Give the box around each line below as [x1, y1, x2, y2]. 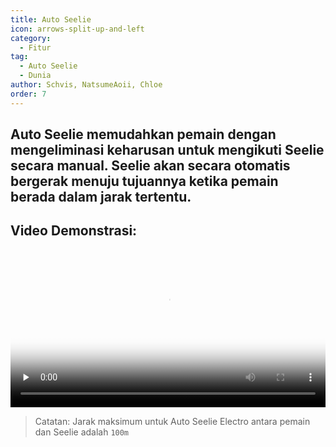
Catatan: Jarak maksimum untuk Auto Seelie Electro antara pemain [34, 415, 311, 427]
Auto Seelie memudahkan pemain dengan [10, 126, 277, 143]
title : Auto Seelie [10, 14, 92, 25]
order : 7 [10, 89, 47, 99]
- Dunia [19, 71, 52, 81]
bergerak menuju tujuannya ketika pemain [10, 173, 279, 190]
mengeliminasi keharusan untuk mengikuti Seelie [10, 142, 325, 159]
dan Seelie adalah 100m [34, 426, 130, 438]
